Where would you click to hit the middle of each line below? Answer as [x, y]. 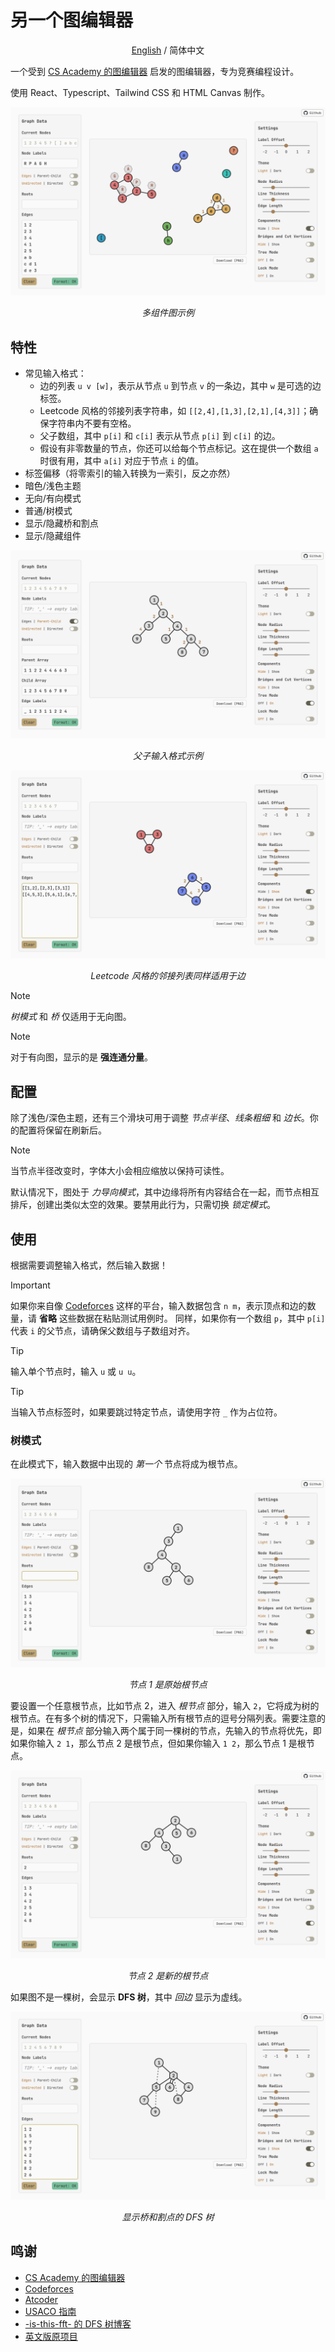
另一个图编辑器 [72, 20]
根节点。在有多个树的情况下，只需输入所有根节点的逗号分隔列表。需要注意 [163, 1718]
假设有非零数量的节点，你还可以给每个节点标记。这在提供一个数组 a [179, 448]
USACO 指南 [50, 2311]
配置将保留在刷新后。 [62, 1130]
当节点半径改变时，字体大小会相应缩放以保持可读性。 [120, 1171]
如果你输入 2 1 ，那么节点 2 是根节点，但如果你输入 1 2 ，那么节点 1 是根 [158, 1743]
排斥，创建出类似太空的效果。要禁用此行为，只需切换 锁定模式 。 [143, 1205]
